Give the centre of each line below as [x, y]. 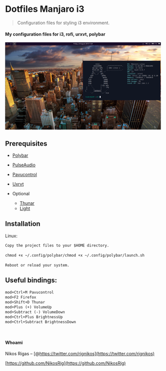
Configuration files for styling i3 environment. [63, 23]
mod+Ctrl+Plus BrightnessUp [34, 317]
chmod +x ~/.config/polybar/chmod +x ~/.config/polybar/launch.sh [75, 255]
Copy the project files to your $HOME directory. [57, 245]
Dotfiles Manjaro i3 [45, 9]
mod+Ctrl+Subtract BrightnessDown [41, 322]
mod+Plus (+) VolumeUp [28, 307]
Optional [21, 193]
